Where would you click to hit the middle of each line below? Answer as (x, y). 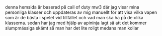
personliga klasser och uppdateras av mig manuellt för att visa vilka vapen (81, 12)
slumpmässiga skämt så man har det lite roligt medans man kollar (72, 28)
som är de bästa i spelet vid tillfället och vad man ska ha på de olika (74, 18)
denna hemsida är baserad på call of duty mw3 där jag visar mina (72, 7)
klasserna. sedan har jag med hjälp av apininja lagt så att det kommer (76, 23)
